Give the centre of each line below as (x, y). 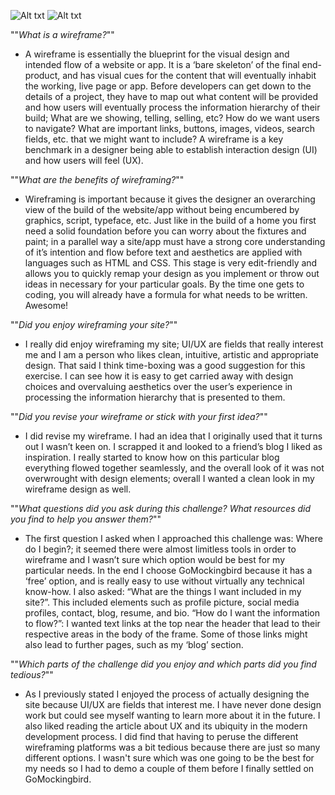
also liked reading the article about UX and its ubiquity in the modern (166, 726)
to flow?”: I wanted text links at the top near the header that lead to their (172, 623)
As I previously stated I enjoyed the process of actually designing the (167, 694)
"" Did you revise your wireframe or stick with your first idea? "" (139, 416)
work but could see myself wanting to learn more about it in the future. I (172, 715)
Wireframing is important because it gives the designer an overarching (170, 199)
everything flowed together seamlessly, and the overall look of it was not (174, 468)
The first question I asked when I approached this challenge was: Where (173, 538)
